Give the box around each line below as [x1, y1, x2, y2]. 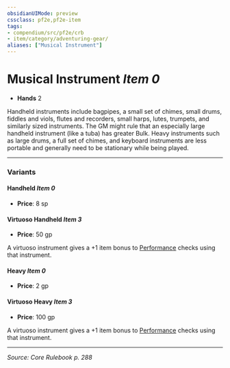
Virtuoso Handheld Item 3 [7, 215, 82, 223]
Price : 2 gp [16, 282, 49, 290]
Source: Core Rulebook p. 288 [7, 353, 92, 361]
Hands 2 [16, 94, 42, 102]
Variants [7, 167, 36, 177]
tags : [7, 23, 23, 29]
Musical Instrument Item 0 [7, 71, 160, 87]
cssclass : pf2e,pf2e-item [7, 16, 81, 23]
